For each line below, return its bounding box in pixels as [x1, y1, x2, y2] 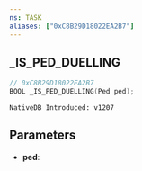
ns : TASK [9, 13, 42, 22]
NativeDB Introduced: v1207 [9, 103, 115, 112]
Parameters [9, 128, 76, 143]
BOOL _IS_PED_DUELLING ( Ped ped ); [9, 87, 135, 96]
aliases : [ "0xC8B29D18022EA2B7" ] [9, 22, 135, 31]
